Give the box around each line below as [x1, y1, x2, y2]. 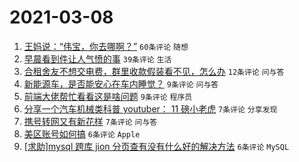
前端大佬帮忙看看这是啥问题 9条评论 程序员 [23, 90, 193, 102]
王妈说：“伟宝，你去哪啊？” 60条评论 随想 [23, 40, 189, 52]
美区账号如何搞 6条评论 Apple [23, 127, 141, 140]
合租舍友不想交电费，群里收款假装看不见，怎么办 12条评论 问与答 [23, 65, 285, 77]
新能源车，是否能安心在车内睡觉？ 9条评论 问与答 [23, 77, 219, 90]
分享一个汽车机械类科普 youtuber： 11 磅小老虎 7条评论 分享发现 [23, 102, 278, 115]
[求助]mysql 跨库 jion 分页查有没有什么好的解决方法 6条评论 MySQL [23, 140, 290, 152]
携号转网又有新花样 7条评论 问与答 [23, 115, 158, 127]
